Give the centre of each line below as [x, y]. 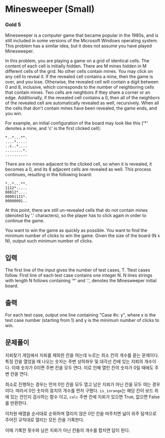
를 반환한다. [17, 403]
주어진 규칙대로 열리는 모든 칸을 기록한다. [45, 420]
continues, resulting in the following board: [49, 175]
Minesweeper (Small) [50, 9]
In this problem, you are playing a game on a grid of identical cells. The [77, 61]
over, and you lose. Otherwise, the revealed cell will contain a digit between [82, 82]
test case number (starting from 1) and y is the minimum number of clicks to [82, 320]
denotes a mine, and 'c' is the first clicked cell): [53, 128]
